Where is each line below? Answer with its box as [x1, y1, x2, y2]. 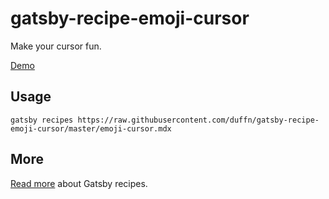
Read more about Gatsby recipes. [10, 177, 148, 189]
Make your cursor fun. [10, 40, 102, 52]
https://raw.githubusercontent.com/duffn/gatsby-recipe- [77, 115, 320, 125]
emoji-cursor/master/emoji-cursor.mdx [10, 123, 172, 134]
